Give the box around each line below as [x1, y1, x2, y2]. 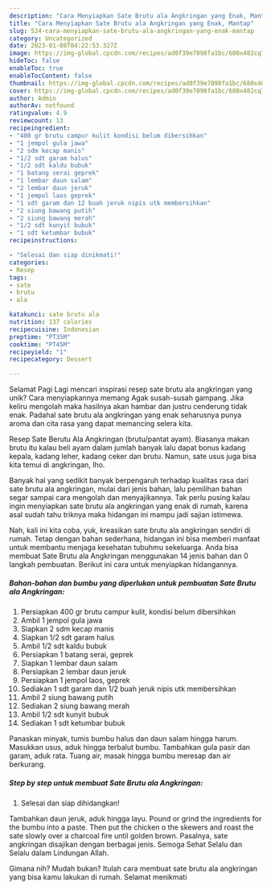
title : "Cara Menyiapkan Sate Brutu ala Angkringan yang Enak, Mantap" [9, 19, 254, 27]
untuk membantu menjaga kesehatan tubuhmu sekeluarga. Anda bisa [9, 543, 239, 553]
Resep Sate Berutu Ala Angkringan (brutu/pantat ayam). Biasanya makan [9, 434, 250, 444]
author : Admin [9, 94, 57, 102]
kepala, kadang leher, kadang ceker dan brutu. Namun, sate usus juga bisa [9, 452, 257, 462]
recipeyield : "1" [9, 348, 68, 356]
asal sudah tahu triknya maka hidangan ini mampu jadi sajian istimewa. [9, 510, 244, 520]
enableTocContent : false [9, 72, 92, 80]
